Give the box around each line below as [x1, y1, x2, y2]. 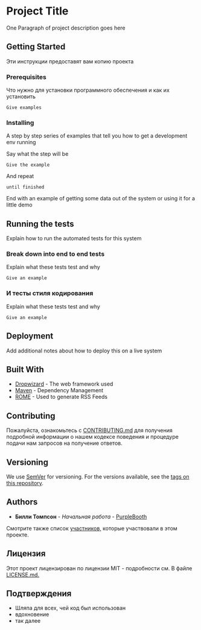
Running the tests [6, 218, 74, 229]
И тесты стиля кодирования [6, 289, 94, 297]
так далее [14, 617, 41, 625]
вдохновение [14, 611, 49, 618]
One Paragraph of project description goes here [6, 24, 126, 31]
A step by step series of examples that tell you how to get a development [6, 132, 188, 139]
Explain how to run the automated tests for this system [6, 235, 142, 242]
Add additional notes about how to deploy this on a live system [6, 347, 162, 354]
